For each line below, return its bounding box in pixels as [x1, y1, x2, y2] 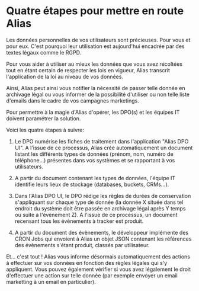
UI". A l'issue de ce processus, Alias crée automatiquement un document [14, 144, 193, 151]
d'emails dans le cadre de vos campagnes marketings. [6, 97, 139, 104]
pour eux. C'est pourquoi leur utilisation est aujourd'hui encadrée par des [6, 43, 185, 50]
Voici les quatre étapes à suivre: [6, 126, 85, 133]
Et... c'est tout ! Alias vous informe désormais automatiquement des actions [6, 253, 191, 260]
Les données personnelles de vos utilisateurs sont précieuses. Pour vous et [6, 36, 191, 43]
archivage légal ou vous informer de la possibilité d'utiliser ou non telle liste [6, 91, 190, 98]
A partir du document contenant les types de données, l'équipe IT [14, 174, 176, 181]
